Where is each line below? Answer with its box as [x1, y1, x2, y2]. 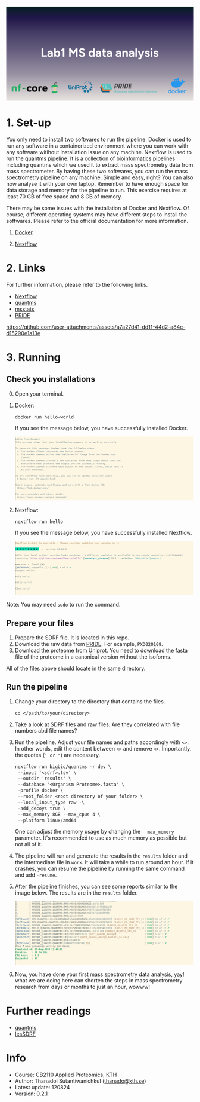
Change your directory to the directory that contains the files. [14, 697, 165, 705]
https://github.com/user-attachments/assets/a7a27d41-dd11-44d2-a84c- [6, 323, 186, 330]
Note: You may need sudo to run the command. [6, 601, 121, 608]
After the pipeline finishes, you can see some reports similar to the [14, 883, 178, 890]
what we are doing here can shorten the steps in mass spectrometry [14, 977, 183, 984]
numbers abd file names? [14, 727, 77, 734]
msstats [14, 305, 35, 313]
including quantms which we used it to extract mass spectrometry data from [6, 161, 193, 168]
